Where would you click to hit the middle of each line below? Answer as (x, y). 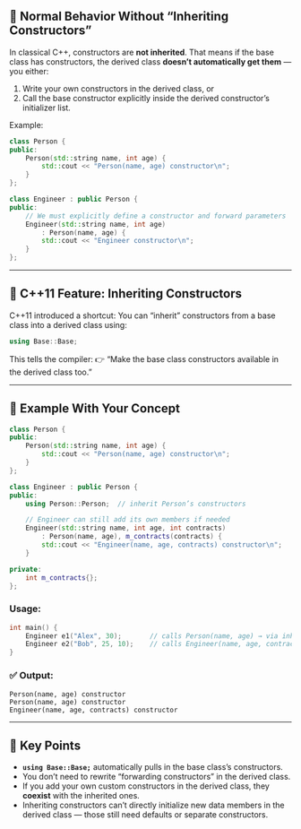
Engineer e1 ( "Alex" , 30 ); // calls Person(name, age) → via (152, 636)
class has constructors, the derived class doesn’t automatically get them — (150, 61)
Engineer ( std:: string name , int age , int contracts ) (126, 528)
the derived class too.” (51, 372)
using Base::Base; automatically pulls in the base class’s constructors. (153, 767)
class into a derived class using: (68, 324)
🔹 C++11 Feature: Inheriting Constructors (125, 294)
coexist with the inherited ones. (81, 796)
